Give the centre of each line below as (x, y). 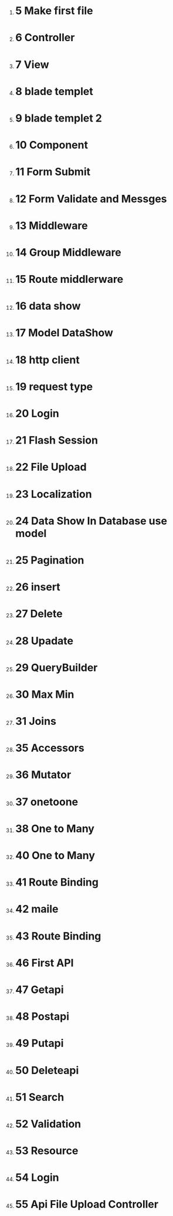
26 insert (38, 587)
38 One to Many (55, 828)
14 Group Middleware (68, 252)
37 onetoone (47, 802)
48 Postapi (42, 1017)
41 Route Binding (57, 882)
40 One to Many (55, 856)
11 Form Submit (52, 172)
